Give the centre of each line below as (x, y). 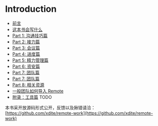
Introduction (31, 9)
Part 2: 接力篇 (26, 42)
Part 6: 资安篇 (26, 66)
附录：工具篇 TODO (32, 97)
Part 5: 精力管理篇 (30, 60)
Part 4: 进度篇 (26, 54)
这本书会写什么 (27, 29)
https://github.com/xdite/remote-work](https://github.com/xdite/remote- (80, 113)
